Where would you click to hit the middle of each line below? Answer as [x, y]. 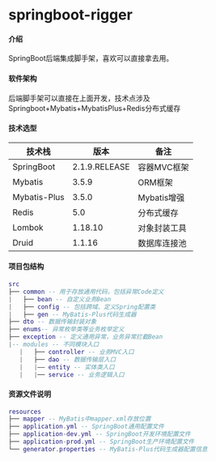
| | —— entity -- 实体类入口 [67, 367]
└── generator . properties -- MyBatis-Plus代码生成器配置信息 [108, 449]
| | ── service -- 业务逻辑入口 [72, 374]
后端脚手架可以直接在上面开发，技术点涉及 [79, 98]
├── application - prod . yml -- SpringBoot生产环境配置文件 [102, 442]
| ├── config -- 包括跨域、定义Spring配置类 [82, 307]
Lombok [28, 227]
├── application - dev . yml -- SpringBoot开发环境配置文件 [100, 434]
